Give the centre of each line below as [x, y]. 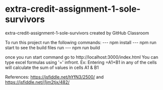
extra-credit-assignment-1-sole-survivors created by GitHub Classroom [77, 33]
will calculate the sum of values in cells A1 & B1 [52, 67]
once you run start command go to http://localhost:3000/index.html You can [82, 57]
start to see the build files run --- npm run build [52, 47]
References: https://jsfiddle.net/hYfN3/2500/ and [54, 77]
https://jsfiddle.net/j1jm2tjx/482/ [37, 82]
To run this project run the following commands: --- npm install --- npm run [81, 42]
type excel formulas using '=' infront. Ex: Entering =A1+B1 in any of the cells [81, 62]
